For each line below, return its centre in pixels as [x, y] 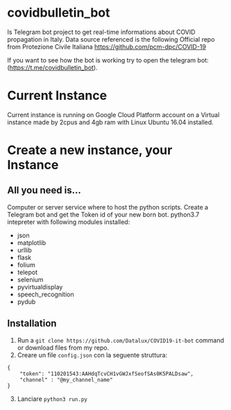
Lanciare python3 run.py [52, 399]
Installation [32, 324]
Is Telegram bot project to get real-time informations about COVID [101, 32]
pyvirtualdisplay [40, 287]
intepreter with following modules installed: [69, 222]
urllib [25, 250]
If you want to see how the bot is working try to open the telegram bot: [108, 60]
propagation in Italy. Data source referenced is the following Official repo [111, 39]
